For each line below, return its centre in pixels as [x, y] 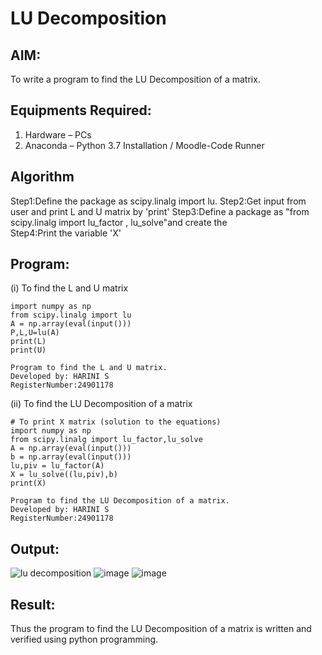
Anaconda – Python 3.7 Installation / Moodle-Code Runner [144, 145]
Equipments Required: [81, 110]
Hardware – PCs [58, 134]
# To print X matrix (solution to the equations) [116, 422]
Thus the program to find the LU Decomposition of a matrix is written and [161, 629]
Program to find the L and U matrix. [89, 368]
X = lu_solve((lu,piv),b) [64, 475]
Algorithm [42, 177]
